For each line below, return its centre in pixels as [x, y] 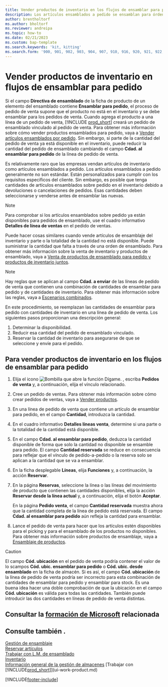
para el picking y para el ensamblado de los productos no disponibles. [85, 531]
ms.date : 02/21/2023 [27, 38]
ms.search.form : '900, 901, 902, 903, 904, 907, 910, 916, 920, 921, [79, 52]
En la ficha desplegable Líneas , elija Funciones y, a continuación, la [82, 470]
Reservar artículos [24, 648]
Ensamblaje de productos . [39, 542]
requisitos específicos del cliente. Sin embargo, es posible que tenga [76, 180]
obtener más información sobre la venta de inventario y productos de [76, 251]
